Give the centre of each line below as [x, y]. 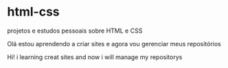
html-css [33, 12]
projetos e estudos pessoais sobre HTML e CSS [75, 31]
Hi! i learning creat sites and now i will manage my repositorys [95, 57]
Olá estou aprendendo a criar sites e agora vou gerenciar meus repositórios [114, 44]
